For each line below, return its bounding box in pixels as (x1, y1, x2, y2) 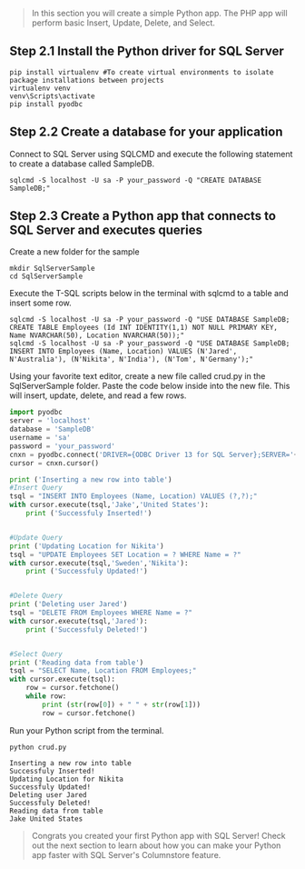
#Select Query (9, 649, 64, 658)
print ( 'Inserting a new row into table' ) (9, 474, 172, 484)
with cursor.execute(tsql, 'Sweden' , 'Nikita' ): (9, 558, 189, 567)
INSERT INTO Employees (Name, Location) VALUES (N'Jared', (9, 347, 238, 356)
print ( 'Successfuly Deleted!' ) (25, 624, 148, 634)
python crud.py (9, 743, 67, 752)
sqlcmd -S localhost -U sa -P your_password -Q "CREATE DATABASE (9, 175, 261, 185)
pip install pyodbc (9, 99, 84, 108)
